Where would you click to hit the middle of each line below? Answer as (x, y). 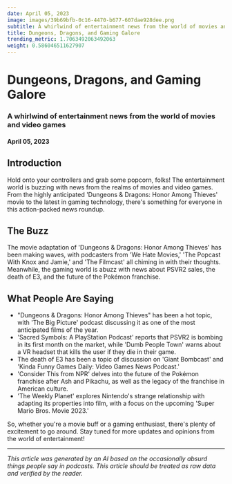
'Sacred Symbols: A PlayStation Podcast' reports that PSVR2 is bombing (120, 337)
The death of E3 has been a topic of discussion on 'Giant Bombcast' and (120, 360)
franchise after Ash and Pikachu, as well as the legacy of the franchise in (121, 382)
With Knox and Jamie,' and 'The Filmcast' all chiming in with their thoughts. (114, 262)
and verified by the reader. (45, 474)
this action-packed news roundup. (56, 209)
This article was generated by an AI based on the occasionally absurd (107, 459)
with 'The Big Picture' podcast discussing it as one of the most (106, 323)
